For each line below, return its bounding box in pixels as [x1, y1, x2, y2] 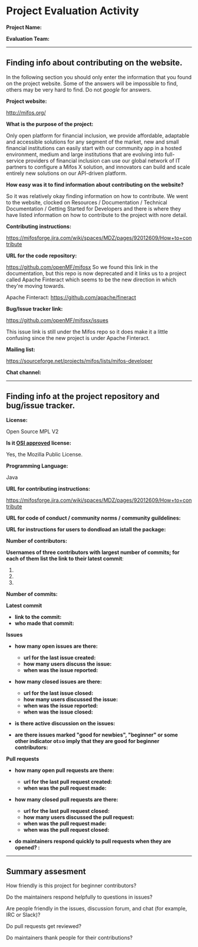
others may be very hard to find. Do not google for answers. [6, 86, 152, 93]
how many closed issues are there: [14, 678, 102, 685]
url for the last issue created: [23, 654, 96, 661]
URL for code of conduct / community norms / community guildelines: [6, 514, 181, 521]
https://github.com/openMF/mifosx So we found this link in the [6, 263, 158, 270]
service [6, 157, 25, 164]
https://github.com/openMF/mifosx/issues [6, 316, 109, 323]
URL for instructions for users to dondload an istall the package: [6, 526, 166, 533]
